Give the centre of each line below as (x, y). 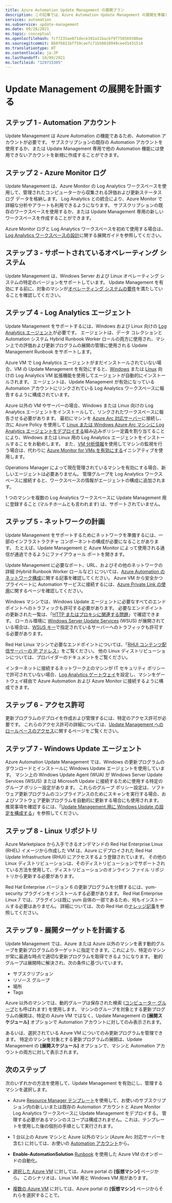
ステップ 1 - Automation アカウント (61, 123)
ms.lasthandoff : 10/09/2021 (35, 58)
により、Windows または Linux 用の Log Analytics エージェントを (74, 437)
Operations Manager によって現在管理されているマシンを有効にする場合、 (83, 467)
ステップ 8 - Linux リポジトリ (52, 831)
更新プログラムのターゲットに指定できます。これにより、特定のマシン (92, 950)
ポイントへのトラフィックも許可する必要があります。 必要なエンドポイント (84, 608)
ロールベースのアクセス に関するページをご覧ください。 (63, 731)
